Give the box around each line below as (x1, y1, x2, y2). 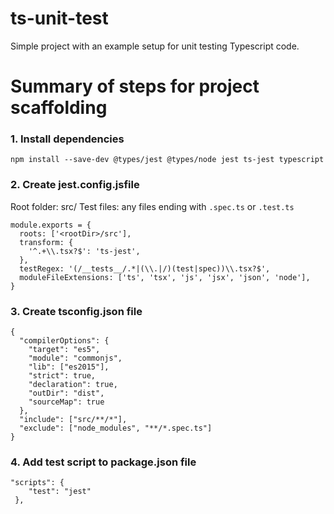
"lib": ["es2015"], (28, 362, 110, 372)
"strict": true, (28, 371, 97, 381)
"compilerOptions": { (19, 336, 110, 346)
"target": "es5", (28, 345, 101, 355)
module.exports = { (10, 220, 92, 230)
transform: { (19, 237, 74, 247)
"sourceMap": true (28, 397, 105, 407)
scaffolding (10, 97, 108, 119)
